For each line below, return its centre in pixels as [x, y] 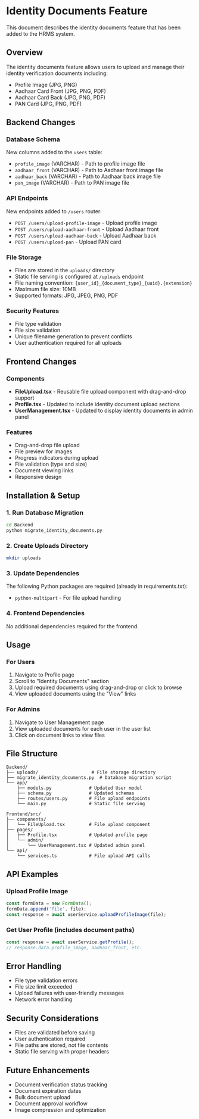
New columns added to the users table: [54, 152]
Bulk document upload [42, 1098]
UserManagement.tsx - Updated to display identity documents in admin [104, 411]
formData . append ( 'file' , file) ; [46, 909]
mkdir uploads [24, 558]
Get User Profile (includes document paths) [70, 930]
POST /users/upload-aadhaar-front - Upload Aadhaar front [87, 229]
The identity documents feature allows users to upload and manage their [95, 67]
